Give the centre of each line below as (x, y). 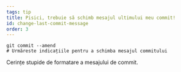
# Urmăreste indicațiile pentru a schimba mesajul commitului (87, 51)
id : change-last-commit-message (47, 23)
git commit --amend (31, 46)
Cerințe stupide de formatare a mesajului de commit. (72, 62)
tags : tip (19, 12)
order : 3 (17, 29)
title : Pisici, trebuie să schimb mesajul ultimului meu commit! (91, 18)
